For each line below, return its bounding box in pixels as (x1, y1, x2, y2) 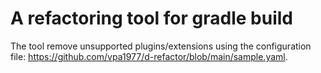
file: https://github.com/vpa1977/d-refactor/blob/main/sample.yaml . (10, 50, 288, 62)
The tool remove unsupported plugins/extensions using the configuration (10, 40, 312, 52)
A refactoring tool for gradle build (10, 7, 293, 30)
